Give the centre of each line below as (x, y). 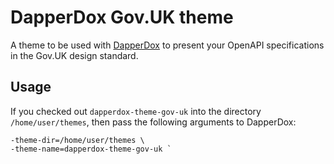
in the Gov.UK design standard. (74, 55)
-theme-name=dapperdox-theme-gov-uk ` (91, 149)
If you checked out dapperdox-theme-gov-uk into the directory (136, 111)
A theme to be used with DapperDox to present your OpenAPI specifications (167, 45)
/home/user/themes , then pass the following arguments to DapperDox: (153, 122)
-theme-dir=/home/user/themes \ (77, 140)
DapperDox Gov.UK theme (122, 17)
